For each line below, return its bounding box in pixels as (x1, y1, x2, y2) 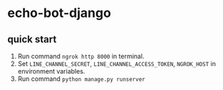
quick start (7, 33, 57, 45)
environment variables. (17, 67, 85, 75)
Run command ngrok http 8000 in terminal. (17, 52, 145, 60)
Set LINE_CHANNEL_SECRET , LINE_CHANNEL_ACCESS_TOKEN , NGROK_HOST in (17, 60, 216, 68)
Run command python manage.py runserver (17, 74, 145, 83)
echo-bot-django (7, 5, 112, 21)
